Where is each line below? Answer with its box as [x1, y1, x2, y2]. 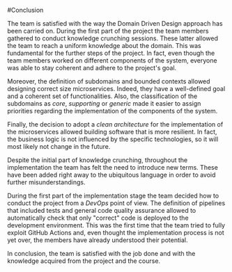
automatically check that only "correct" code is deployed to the [7, 214, 190, 222]
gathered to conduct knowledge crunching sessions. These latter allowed [7, 34, 218, 42]
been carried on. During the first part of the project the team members [7, 27, 209, 35]
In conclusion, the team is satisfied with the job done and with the [7, 250, 196, 257]
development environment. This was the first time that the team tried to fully [7, 221, 225, 229]
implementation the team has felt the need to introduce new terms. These [7, 163, 218, 171]
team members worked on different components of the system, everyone [7, 56, 217, 65]
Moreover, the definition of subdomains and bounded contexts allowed [7, 77, 210, 86]
